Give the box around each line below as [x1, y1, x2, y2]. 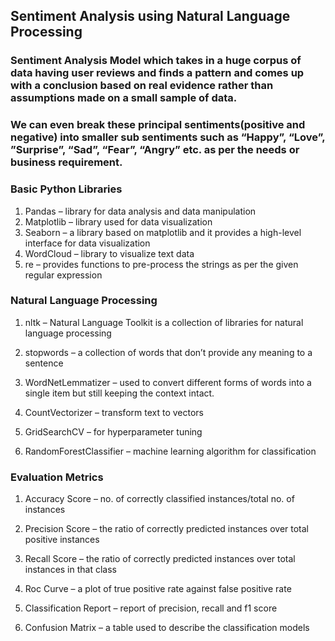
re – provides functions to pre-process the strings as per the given [24, 258, 299, 270]
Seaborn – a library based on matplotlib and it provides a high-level [24, 226, 302, 238]
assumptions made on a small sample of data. [10, 91, 238, 105]
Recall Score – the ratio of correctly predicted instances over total [24, 553, 296, 565]
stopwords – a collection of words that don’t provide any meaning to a [24, 346, 313, 358]
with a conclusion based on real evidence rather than [10, 79, 274, 93]
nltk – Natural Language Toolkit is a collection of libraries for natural [24, 316, 304, 328]
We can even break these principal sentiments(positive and [10, 118, 306, 132]
